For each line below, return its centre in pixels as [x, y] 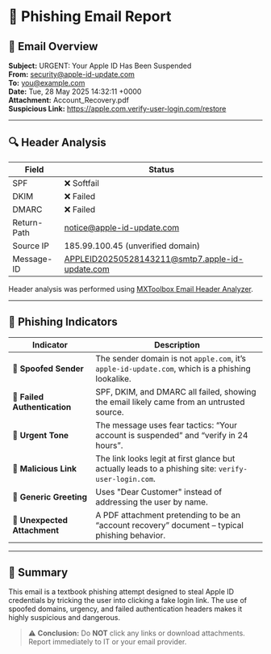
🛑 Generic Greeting [50, 496]
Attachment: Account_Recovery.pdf [69, 100]
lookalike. [113, 378]
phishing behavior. [131, 535]
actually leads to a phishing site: [156, 468]
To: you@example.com [47, 83]
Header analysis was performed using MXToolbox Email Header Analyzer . [131, 289]
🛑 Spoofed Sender [48, 369]
